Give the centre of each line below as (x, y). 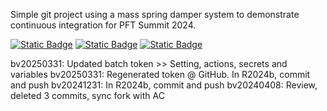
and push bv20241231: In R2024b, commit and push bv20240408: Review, (164, 85)
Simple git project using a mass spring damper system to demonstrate (155, 14)
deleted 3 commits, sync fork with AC (87, 95)
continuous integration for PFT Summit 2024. (103, 25)
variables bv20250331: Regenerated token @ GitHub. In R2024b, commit (160, 74)
